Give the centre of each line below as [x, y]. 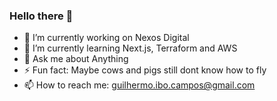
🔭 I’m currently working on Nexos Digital [106, 38]
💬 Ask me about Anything [76, 59]
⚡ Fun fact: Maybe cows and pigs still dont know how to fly [145, 70]
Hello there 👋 [41, 16]
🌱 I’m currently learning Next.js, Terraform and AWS [130, 48]
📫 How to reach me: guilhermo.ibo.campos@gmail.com [139, 85]
